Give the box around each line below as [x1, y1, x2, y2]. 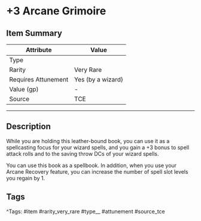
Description [6, 122, 51, 132]
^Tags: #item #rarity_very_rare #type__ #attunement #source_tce [6, 208, 166, 215]
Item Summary [6, 28, 63, 38]
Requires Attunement [9, 75, 69, 83]
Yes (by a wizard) [74, 75, 124, 83]
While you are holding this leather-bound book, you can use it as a [6, 137, 170, 144]
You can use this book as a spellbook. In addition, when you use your [6, 162, 177, 169]
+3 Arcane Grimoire [6, 4, 106, 18]
